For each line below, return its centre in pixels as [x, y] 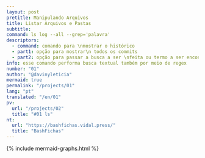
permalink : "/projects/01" [41, 86]
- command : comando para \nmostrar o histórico [74, 46]
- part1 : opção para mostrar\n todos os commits [75, 52]
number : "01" [23, 69]
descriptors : [23, 40]
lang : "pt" [20, 92]
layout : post [23, 12]
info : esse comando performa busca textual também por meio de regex [97, 63]
